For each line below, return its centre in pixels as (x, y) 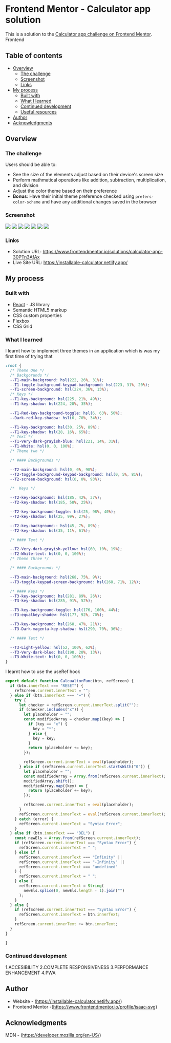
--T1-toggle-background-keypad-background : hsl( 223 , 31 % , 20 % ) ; (80, 385)
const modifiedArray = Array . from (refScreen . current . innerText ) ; (95, 776)
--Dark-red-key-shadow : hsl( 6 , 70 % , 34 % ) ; (56, 418)
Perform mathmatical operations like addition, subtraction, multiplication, (89, 180)
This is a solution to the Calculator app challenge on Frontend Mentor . (79, 34)
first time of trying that (29, 356)
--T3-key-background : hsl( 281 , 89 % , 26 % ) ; (56, 596)
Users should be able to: (31, 164)
